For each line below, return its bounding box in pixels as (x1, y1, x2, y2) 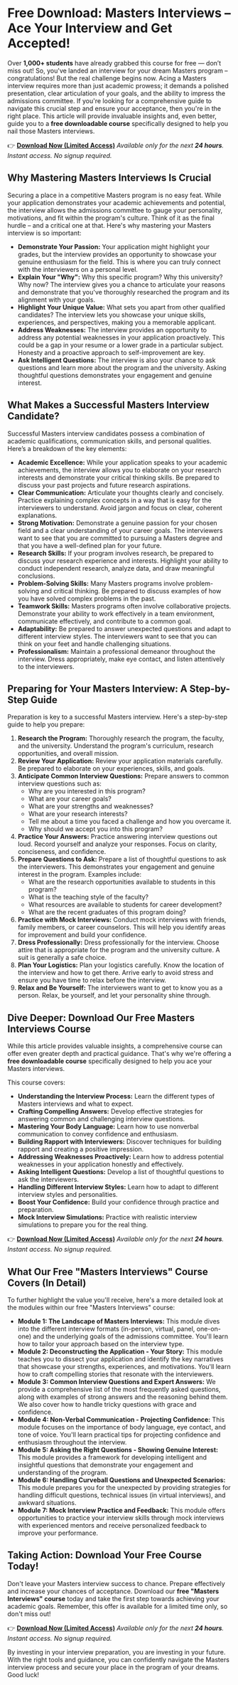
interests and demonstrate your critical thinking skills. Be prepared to (17, 473, 220, 482)
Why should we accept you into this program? (28, 825, 163, 833)
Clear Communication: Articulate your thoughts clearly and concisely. (17, 488, 224, 497)
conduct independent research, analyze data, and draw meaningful (17, 564, 215, 572)
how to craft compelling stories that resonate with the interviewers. (17, 1370, 215, 1378)
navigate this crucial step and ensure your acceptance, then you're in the (7, 104, 222, 112)
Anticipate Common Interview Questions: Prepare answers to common (17, 772, 229, 781)
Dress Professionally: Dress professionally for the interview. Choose (17, 938, 220, 947)
